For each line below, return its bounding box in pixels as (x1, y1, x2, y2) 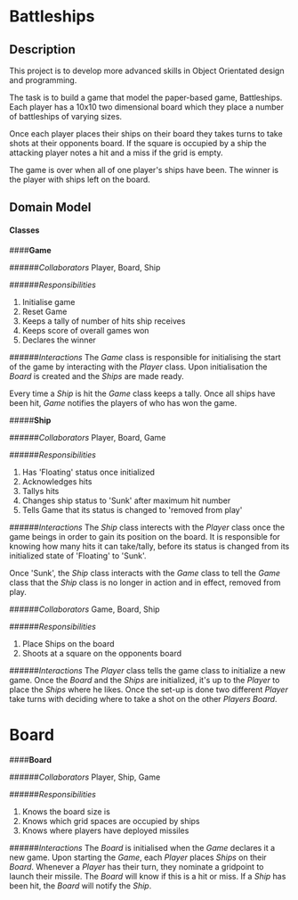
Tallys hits (21, 485, 60, 496)
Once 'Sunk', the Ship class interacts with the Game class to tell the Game (9, 567, 281, 578)
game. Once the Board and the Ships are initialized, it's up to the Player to (9, 674, 280, 685)
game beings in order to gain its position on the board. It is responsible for (9, 531, 280, 541)
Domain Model (9, 200, 92, 215)
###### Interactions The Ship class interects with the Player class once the (9, 522, 286, 533)
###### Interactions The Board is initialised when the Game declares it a (9, 842, 276, 853)
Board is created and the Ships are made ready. (9, 370, 184, 381)
